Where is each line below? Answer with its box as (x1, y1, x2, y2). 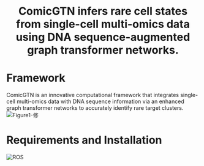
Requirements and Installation (6, 133, 162, 147)
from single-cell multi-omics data (16, 17, 190, 31)
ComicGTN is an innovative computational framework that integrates (6, 92, 179, 99)
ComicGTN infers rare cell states (18, 4, 188, 18)
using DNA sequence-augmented (15, 31, 191, 44)
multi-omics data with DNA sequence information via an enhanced (16, 98, 185, 105)
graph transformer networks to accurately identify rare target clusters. (6, 104, 184, 112)
